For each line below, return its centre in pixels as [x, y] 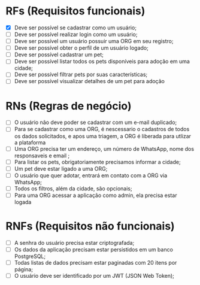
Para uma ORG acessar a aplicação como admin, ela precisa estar [96, 195]
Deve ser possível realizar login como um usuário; [76, 34]
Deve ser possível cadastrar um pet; [59, 54]
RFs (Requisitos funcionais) [75, 11]
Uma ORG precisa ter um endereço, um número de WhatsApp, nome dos [104, 148]
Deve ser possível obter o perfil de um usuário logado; [81, 48]
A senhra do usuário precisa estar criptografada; [74, 242]
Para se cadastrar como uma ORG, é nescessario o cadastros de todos [102, 129]
